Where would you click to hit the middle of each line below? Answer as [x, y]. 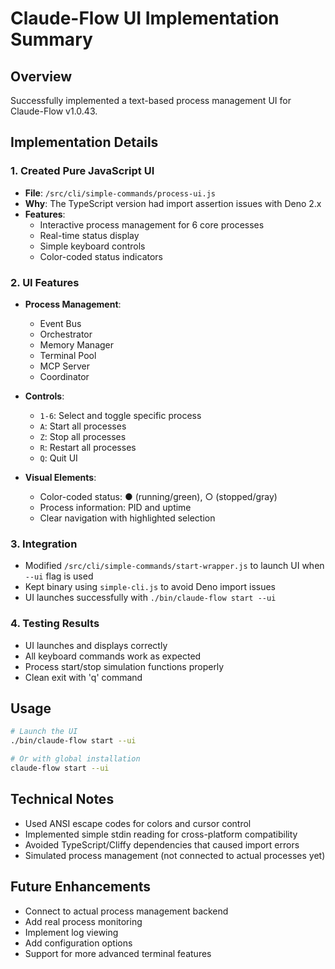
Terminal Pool [68, 355]
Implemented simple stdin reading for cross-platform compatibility [161, 834]
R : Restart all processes [88, 447]
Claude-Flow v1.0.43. [54, 111]
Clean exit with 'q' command [83, 677]
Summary [51, 39]
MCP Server [65, 366]
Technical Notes [62, 799]
